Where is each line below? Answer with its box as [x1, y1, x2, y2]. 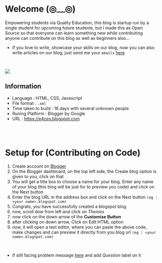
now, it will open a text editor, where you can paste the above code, [12, 224, 147, 230]
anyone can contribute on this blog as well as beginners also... [5, 35, 130, 41]
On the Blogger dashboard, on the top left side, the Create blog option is [12, 168, 157, 174]
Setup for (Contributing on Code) [5, 147, 141, 158]
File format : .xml [12, 100, 46, 106]
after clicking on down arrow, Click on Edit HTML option [12, 219, 124, 225]
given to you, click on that [12, 173, 64, 179]
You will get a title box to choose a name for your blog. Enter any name [12, 179, 154, 185]
